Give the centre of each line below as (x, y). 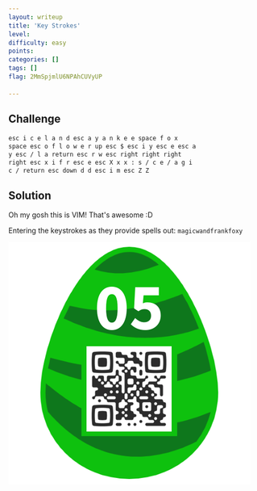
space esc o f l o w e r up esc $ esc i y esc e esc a (102, 147)
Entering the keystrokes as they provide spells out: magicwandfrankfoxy (126, 231)
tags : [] (23, 69)
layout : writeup (35, 17)
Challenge (35, 119)
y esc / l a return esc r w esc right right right (95, 155)
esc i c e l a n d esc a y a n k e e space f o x (93, 138)
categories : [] (34, 60)
